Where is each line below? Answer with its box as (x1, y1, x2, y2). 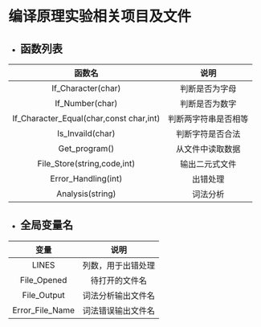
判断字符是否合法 (175, 129, 241, 139)
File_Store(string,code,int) (37, 158, 136, 169)
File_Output (22, 289, 66, 300)
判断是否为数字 (179, 98, 237, 109)
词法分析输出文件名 (82, 290, 155, 301)
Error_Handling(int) (50, 174, 123, 184)
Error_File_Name (12, 305, 75, 316)
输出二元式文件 (179, 158, 237, 170)
